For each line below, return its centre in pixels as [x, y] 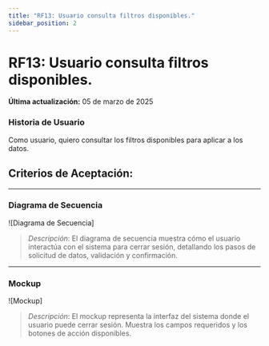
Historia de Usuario [47, 122]
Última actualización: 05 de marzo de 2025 [81, 101]
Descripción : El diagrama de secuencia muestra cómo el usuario [134, 238]
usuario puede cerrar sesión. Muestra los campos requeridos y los [138, 325]
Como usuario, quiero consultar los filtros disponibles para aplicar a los [126, 140]
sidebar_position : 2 [43, 23]
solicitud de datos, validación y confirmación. [103, 255]
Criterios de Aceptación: [71, 174]
